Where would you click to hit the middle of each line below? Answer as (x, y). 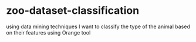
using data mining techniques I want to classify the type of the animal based (98, 26)
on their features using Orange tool (48, 32)
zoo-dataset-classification (73, 11)
